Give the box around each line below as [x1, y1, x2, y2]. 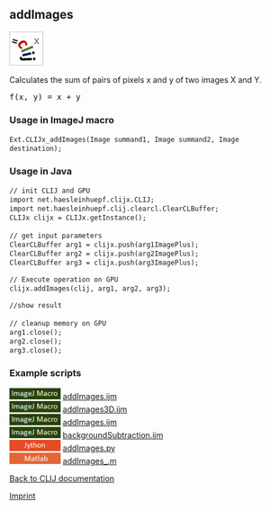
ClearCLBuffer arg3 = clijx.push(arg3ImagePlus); [9, 258, 200, 268]
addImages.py [62, 443, 116, 453]
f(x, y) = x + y [9, 92, 81, 102]
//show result [9, 301, 63, 310]
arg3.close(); [9, 346, 63, 355]
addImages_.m [62, 455, 117, 466]
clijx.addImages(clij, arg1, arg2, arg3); [9, 284, 171, 293]
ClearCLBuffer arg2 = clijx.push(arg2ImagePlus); [9, 249, 200, 259]
